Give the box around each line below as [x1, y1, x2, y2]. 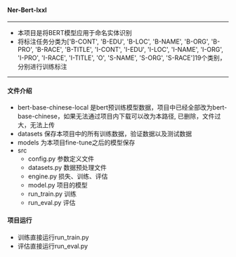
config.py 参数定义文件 [27, 154, 95, 163]
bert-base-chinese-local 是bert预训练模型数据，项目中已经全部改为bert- [17, 103, 228, 112]
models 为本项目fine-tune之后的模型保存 [17, 138, 136, 147]
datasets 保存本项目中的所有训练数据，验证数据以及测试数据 [17, 130, 192, 138]
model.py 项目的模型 [27, 181, 88, 190]
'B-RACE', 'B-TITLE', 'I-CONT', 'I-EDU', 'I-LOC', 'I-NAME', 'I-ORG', [34, 46, 223, 54]
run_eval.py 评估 [27, 199, 76, 207]
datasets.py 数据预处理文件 [27, 164, 107, 172]
